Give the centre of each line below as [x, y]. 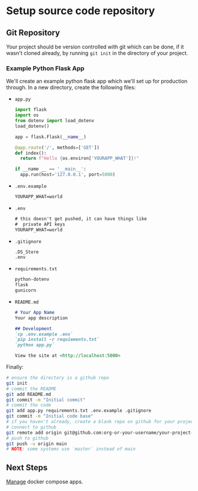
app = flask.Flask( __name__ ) [50, 137]
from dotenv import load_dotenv [54, 121]
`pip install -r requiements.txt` [57, 340]
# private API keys [40, 224]
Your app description [41, 318]
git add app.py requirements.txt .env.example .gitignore [79, 411]
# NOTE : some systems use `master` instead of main [71, 449]
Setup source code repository [80, 11]
